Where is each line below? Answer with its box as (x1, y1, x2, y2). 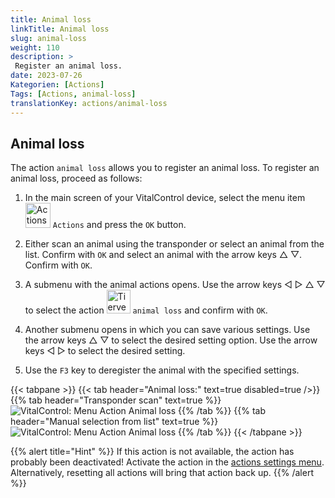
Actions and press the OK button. (52, 219, 187, 231)
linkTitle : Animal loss (10, 24, 110, 34)
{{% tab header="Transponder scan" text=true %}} (10, 394, 222, 406)
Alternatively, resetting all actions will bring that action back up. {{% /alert (10, 467, 314, 479)
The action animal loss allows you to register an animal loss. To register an (10, 162, 320, 174)
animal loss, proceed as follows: (10, 172, 143, 185)
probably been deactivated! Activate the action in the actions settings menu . (10, 456, 325, 468)
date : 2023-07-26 (10, 71, 83, 81)
